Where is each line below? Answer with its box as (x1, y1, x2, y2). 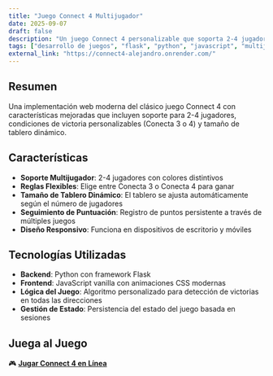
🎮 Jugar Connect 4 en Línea (8, 359, 107, 369)
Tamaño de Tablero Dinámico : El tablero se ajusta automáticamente (19, 190, 249, 199)
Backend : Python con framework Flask (19, 269, 151, 279)
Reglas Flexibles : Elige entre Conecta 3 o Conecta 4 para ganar (19, 181, 235, 191)
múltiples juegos (19, 216, 76, 225)
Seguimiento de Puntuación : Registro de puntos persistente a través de (19, 207, 262, 216)
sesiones (19, 313, 51, 322)
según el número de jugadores (19, 199, 123, 208)
